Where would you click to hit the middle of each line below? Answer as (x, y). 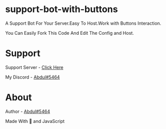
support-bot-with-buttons (61, 9)
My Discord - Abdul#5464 (33, 77)
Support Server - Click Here (34, 67)
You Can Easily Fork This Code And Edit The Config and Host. (70, 33)
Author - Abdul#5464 (28, 111)
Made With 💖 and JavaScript (35, 121)
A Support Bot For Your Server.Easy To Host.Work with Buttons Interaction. (83, 23)
